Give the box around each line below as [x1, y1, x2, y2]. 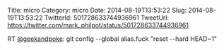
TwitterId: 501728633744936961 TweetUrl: [44, 13, 170, 22]
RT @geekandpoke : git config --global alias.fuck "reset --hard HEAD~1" [7, 35, 218, 43]
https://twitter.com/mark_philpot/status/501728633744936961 [7, 21, 189, 29]
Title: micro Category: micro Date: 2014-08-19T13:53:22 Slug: [7, 6, 187, 14]
